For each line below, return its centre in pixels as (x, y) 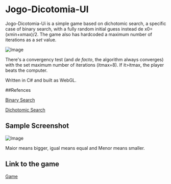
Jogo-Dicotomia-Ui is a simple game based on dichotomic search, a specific (86, 23)
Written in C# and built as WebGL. (41, 80)
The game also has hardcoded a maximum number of (96, 34)
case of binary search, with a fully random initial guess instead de (75, 29)
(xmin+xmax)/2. (22, 34)
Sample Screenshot (37, 126)
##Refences (18, 90)
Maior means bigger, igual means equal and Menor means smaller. (75, 148)
